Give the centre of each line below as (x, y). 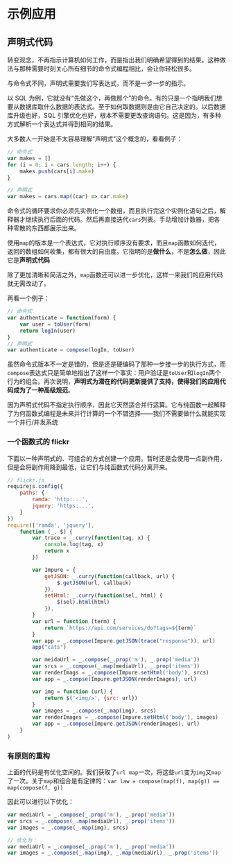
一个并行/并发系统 (33, 422)
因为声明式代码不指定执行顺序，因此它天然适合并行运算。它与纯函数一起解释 (116, 405)
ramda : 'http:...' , (60, 500)
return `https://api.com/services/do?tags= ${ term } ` (120, 628)
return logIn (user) (48, 331)
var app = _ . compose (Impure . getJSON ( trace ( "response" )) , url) (124, 641)
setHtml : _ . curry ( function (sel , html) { (103, 596)
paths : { (32, 493)
